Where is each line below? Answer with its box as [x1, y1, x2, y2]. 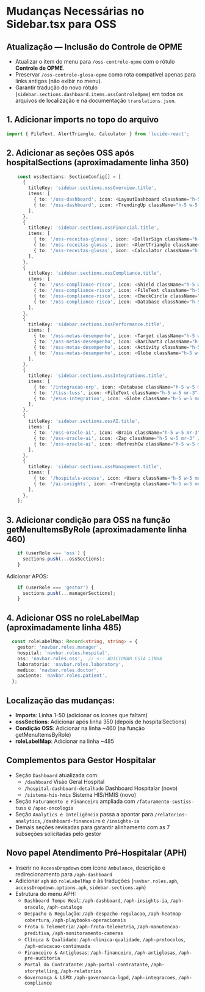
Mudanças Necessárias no [6, 4, 145, 18]
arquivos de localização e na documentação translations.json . [15, 97, 176, 104]
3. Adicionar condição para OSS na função [6, 515, 171, 525]
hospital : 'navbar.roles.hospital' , [17, 650, 111, 656]
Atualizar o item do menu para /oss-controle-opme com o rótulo [15, 58, 175, 65]
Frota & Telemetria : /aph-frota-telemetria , [24, 922, 136, 930]
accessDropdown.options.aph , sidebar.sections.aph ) [15, 883, 146, 891]
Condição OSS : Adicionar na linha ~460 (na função [15, 724, 145, 732]
